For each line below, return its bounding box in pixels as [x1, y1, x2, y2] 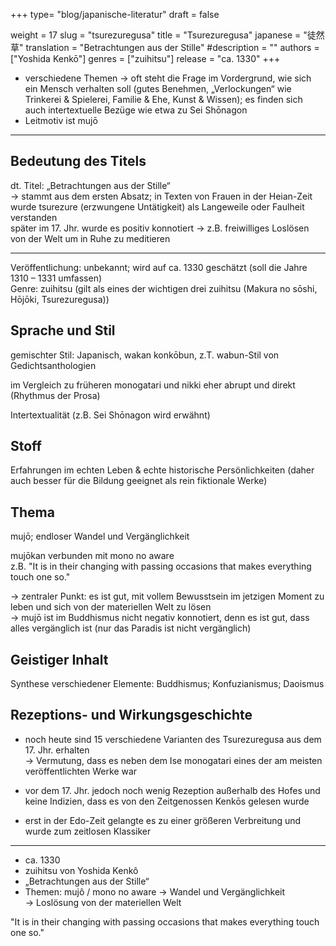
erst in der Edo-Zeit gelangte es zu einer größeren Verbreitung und [24, 814, 302, 826]
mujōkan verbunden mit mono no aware [10, 550, 175, 562]
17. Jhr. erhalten [24, 744, 90, 756]
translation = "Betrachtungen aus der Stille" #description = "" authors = [25, 42, 320, 53]
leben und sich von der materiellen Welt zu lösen [10, 601, 212, 613]
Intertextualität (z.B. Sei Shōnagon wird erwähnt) [10, 409, 211, 421]
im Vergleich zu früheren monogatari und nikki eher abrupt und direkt [10, 379, 296, 391]
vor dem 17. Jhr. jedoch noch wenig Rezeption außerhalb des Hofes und [24, 784, 321, 796]
